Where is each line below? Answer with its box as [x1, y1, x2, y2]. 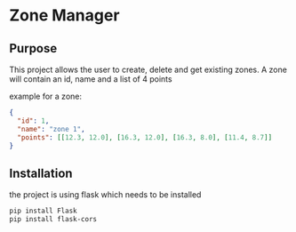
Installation [9, 165, 73, 180]
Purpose [9, 41, 58, 56]
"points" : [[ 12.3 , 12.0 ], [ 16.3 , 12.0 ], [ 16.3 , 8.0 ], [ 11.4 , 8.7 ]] [17, 132, 273, 142]
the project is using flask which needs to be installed [9, 189, 202, 200]
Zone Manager [9, 5, 120, 26]
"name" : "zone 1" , [17, 124, 86, 133]
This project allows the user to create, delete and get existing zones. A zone [9, 64, 287, 75]
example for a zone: [9, 91, 83, 101]
